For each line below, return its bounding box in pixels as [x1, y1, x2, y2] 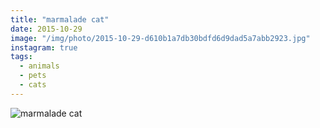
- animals [19, 61, 60, 71]
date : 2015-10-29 [10, 24, 83, 34]
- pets [19, 71, 47, 81]
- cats [19, 80, 47, 90]
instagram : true [10, 42, 78, 53]
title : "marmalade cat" [10, 14, 110, 25]
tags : [10, 52, 33, 62]
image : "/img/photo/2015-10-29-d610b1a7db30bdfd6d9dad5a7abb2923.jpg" [10, 33, 311, 43]
